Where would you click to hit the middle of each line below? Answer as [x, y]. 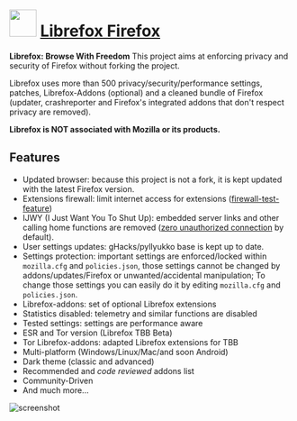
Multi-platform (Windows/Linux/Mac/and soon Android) [125, 352]
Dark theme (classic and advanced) [88, 362]
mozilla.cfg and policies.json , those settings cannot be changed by [151, 265]
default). [38, 237]
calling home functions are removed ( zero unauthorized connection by [153, 227]
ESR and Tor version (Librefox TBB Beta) [97, 333]
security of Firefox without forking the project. [94, 65]
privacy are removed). [50, 112]
